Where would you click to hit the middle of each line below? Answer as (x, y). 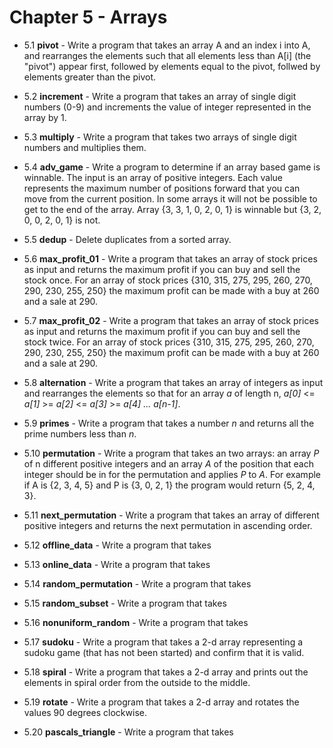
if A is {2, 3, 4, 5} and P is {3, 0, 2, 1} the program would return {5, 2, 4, (169, 485)
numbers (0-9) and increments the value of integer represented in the (167, 107)
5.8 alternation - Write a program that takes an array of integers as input (173, 382)
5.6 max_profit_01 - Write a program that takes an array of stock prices (170, 258)
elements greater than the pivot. (90, 77)
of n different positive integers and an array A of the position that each (168, 463)
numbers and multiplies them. (85, 147)
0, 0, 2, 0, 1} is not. (62, 220)
